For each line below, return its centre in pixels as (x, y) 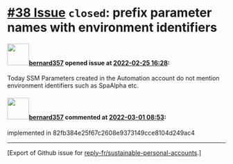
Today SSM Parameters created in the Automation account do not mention (113, 79)
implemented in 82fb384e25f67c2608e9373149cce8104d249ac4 (101, 133)
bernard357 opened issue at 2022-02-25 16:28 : (99, 63)
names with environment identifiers (112, 27)
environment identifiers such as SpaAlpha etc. (73, 85)
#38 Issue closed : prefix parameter (110, 13)
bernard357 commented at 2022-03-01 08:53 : (97, 117)
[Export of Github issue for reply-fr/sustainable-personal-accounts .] (104, 153)
